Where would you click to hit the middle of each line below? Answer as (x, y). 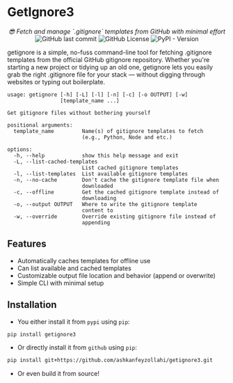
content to (97, 210)
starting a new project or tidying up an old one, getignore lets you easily (110, 67)
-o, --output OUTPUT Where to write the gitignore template (105, 204)
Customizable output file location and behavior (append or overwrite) (116, 275)
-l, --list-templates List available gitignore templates (101, 174)
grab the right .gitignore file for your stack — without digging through (106, 75)
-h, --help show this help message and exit (96, 155)
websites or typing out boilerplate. (56, 81)
